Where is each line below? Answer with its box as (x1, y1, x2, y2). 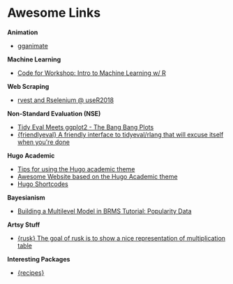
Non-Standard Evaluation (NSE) (7, 109, 101, 118)
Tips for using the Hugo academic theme (17, 164, 135, 173)
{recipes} (17, 268, 45, 277)
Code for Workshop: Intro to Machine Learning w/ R (17, 69, 166, 77)
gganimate (17, 41, 49, 50)
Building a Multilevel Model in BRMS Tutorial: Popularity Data (17, 206, 192, 215)
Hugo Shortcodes (17, 180, 68, 188)
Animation (7, 28, 38, 36)
